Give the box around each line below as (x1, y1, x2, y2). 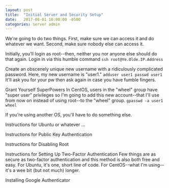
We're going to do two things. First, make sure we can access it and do (5, 36, 154, 42)
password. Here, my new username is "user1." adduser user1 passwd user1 (5, 72, 163, 78)
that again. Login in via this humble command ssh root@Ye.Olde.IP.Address (5, 56, 163, 62)
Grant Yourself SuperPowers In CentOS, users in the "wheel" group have (5, 87, 158, 93)
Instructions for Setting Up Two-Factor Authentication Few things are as (5, 151, 156, 158)
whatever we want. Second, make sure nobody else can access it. (5, 41, 144, 47)
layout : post (5, 7, 33, 13)
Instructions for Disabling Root (5, 141, 69, 147)
